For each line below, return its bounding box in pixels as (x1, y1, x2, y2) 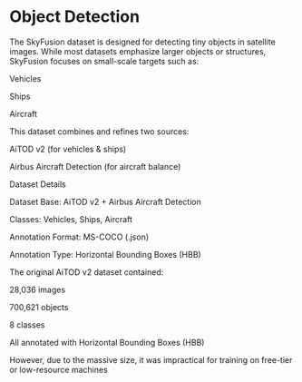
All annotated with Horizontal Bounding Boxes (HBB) (9, 337, 205, 348)
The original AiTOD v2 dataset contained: (9, 266, 164, 278)
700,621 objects (9, 301, 69, 312)
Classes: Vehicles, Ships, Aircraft (9, 213, 133, 224)
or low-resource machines (9, 364, 109, 375)
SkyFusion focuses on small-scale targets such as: (9, 55, 200, 66)
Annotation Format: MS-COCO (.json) (9, 231, 150, 242)
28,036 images (9, 284, 66, 295)
